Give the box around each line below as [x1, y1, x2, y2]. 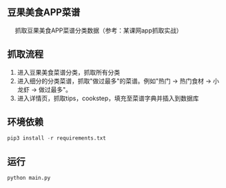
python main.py [7, 175, 51, 182]
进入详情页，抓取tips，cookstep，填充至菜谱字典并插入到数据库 [17, 94, 199, 102]
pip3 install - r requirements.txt [7, 135, 107, 142]
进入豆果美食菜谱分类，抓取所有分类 [17, 68, 121, 76]
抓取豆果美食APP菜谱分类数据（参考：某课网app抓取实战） [14, 26, 183, 35]
